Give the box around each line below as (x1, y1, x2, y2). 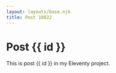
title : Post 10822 (6, 14, 52, 20)
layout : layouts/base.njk (6, 8, 71, 15)
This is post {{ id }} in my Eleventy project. (6, 60, 111, 67)
